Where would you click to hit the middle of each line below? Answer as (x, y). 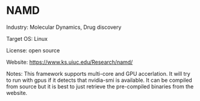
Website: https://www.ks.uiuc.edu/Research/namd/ (70, 62)
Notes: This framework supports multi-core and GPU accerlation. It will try (98, 73)
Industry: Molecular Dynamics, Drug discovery (64, 27)
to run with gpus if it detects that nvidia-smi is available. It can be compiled (99, 80)
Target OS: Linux (27, 38)
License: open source (33, 50)
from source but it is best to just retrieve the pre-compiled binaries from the (100, 86)
